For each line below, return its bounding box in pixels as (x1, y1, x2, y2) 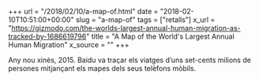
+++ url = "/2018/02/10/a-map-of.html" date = (8, 7, 159, 16)
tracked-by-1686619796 (8, 31, 87, 41)
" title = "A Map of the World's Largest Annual (85, 31, 235, 41)
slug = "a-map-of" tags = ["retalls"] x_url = (75, 15, 216, 24)
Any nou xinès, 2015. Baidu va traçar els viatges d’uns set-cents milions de (8, 55, 251, 64)
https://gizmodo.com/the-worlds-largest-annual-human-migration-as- (11, 24, 241, 32)
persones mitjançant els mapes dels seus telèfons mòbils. (8, 64, 197, 73)
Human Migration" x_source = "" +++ (8, 40, 130, 50)
